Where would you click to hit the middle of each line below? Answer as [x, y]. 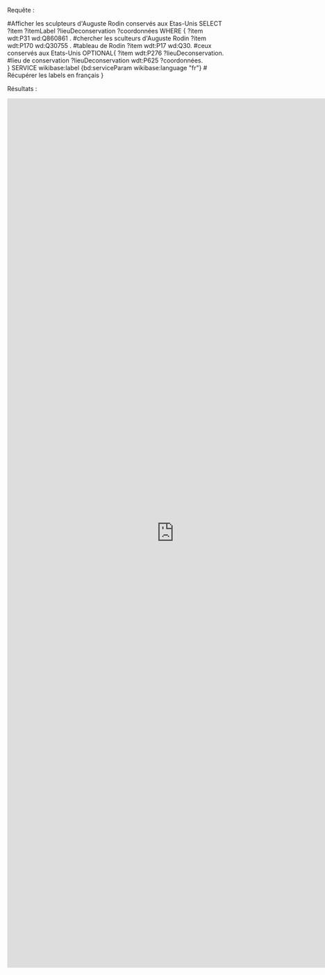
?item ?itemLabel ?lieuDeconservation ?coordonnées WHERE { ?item [105, 31]
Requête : [21, 10]
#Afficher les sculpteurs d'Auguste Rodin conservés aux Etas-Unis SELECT [115, 23]
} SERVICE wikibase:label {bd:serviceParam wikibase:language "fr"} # [107, 68]
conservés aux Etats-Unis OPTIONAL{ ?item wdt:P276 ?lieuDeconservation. [116, 53]
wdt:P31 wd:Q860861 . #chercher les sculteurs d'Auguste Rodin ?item [107, 38]
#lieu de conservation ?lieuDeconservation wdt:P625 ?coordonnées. [105, 61]
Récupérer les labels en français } [56, 75]
